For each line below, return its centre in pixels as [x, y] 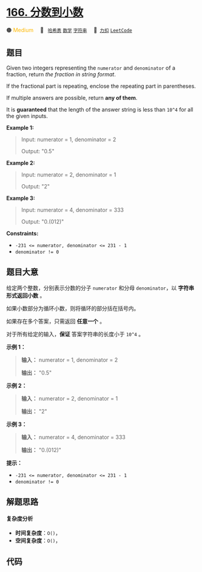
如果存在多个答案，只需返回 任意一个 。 [56, 321]
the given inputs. [27, 116]
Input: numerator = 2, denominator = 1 [69, 175]
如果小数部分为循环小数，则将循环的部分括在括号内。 [73, 308]
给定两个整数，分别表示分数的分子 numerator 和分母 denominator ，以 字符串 [100, 288]
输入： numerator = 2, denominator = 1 [69, 398]
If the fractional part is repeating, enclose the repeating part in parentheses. [101, 86]
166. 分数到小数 [45, 12]
